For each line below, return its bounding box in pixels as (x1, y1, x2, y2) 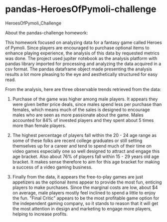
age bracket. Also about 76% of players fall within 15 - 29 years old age (12, 153, 160, 159)
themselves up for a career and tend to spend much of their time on (12, 142, 152, 148)
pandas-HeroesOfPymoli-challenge (5, 3, 157, 15)
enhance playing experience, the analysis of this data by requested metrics (5, 50, 160, 56)
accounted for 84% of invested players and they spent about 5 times (12, 117, 154, 123)
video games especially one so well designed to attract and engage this (12, 148, 160, 154)
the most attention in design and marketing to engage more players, (12, 205, 152, 211)
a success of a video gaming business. (12, 164, 93, 170)
